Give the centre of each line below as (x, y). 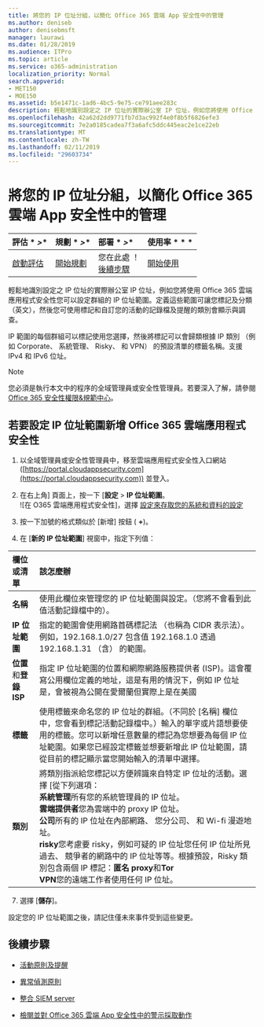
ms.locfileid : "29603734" (50, 154)
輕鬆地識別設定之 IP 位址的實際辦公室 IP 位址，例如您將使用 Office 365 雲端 (130, 290)
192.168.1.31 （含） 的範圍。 (95, 648)
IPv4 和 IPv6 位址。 (39, 356)
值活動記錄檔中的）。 (77, 610)
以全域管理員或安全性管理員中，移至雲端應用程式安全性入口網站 (123, 460)
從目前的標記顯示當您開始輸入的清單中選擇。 (122, 758)
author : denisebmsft (42, 30)
